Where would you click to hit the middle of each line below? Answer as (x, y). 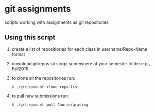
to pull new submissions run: (40, 96)
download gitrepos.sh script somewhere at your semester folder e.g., (81, 63)
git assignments (38, 9)
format (18, 54)
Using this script (30, 37)
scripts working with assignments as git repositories (57, 22)
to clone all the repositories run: (43, 78)
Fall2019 (20, 69)
